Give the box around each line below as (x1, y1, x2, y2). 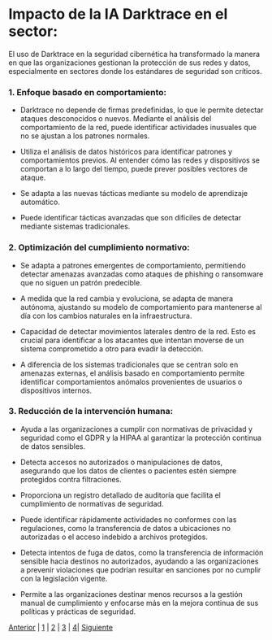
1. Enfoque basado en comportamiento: (8, 86, 167, 98)
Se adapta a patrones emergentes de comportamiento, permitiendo (19, 260, 246, 270)
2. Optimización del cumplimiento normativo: (8, 242, 191, 253)
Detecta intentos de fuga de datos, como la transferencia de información (19, 547, 264, 557)
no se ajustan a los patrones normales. (19, 131, 150, 141)
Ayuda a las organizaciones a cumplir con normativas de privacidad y (19, 424, 253, 433)
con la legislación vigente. (19, 573, 108, 583)
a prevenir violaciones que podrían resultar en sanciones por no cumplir (19, 564, 261, 574)
